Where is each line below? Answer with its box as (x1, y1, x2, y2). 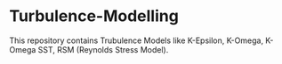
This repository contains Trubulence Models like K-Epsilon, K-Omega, (9, 35, 264, 46)
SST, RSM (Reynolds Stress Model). (37, 44, 169, 54)
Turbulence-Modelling (9, 6, 180, 26)
